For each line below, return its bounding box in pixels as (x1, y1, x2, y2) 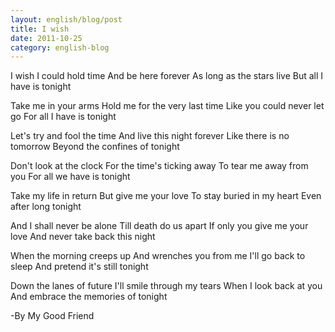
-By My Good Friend (10, 310, 95, 322)
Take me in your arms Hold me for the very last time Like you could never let (10, 100, 325, 112)
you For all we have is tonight (10, 171, 131, 183)
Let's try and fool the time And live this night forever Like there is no (10, 130, 290, 142)
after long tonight (10, 201, 82, 213)
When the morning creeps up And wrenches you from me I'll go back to (10, 250, 306, 262)
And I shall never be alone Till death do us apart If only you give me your (10, 220, 309, 232)
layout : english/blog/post (10, 14, 123, 25)
